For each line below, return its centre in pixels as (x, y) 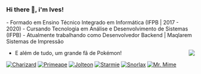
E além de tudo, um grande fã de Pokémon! (68, 53)
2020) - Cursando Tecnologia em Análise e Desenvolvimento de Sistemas (97, 29)
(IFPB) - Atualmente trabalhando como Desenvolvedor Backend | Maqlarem (99, 35)
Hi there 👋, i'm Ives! (35, 10)
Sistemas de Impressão (35, 42)
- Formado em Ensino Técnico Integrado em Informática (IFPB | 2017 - (92, 23)
